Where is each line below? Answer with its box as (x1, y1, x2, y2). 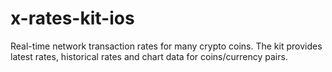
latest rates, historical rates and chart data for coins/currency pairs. (10, 50, 288, 62)
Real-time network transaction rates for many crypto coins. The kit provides (10, 40, 323, 52)
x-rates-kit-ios (10, 7, 135, 30)
